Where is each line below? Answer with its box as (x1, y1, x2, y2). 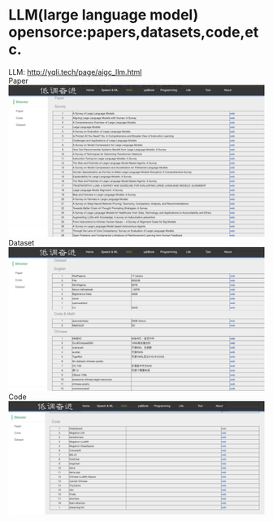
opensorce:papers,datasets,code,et (8, 23, 259, 41)
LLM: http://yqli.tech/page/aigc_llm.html (8, 67, 142, 76)
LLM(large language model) (8, 6, 199, 24)
